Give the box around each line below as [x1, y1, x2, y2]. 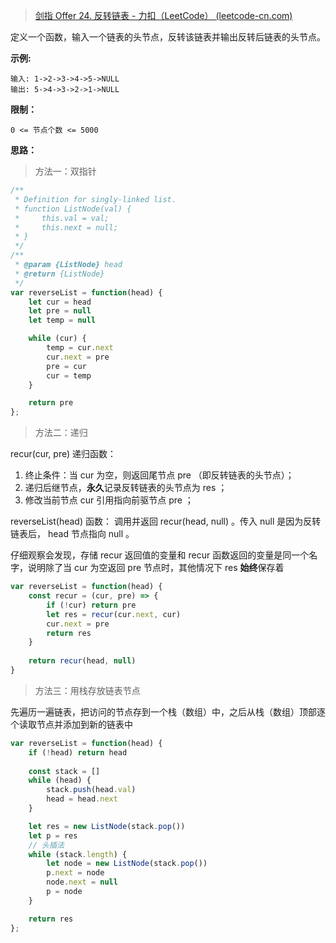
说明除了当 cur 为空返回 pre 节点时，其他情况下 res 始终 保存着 [27, 562, 285, 574]
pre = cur [46, 361, 87, 371]
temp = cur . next [46, 343, 114, 353]
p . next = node [46, 868, 105, 878]
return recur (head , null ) [28, 656, 137, 666]
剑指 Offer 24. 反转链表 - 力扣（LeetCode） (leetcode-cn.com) [34, 10, 293, 21]
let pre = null [28, 306, 92, 316]
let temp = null [28, 315, 97, 326]
